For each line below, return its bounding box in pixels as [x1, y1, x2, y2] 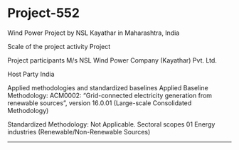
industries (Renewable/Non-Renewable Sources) [7, 127, 151, 136]
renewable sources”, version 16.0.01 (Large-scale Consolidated [7, 98, 192, 107]
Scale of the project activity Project [7, 42, 111, 50]
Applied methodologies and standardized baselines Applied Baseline [7, 83, 208, 92]
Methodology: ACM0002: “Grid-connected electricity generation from [7, 91, 212, 100]
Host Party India [7, 70, 55, 78]
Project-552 [7, 5, 80, 21]
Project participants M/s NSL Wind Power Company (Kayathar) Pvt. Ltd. [7, 55, 217, 65]
